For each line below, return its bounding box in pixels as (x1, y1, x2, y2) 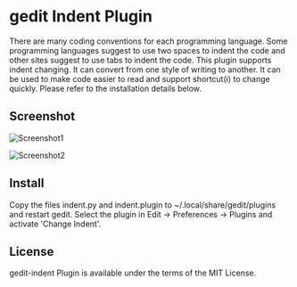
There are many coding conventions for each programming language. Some (9, 36, 288, 46)
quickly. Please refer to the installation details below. (9, 83, 202, 94)
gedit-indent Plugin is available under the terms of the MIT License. (9, 267, 257, 278)
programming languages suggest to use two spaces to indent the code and (9, 45, 285, 55)
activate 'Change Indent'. (9, 218, 102, 229)
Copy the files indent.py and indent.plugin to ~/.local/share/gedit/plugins (9, 199, 276, 210)
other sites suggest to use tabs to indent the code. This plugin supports (9, 54, 272, 65)
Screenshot (9, 109, 76, 124)
